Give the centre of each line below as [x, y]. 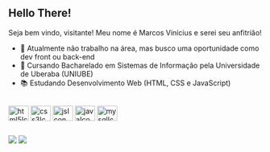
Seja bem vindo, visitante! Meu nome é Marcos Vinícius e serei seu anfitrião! [135, 32]
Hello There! [40, 13]
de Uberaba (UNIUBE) [57, 74]
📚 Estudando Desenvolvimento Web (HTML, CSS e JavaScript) [125, 83]
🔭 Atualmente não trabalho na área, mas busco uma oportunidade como [139, 48]
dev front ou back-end [57, 56]
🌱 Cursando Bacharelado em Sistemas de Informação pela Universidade [140, 65]
